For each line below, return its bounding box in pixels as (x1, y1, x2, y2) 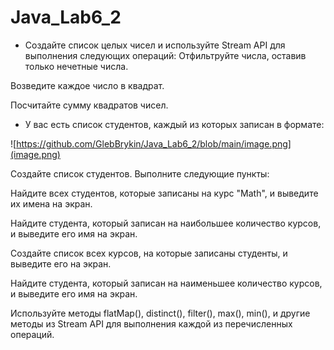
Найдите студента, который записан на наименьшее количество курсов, (10, 277, 323, 289)
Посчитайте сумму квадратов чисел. (10, 99, 169, 111)
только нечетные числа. (24, 60, 129, 72)
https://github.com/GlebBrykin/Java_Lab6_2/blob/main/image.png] (16, 137, 292, 150)
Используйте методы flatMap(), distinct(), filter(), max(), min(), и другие (10, 307, 311, 319)
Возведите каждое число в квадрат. (10, 79, 165, 91)
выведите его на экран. (10, 257, 112, 270)
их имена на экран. (10, 197, 93, 210)
